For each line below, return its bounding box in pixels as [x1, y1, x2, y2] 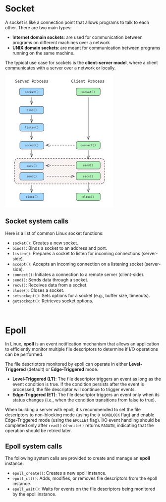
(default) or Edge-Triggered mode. [27, 366, 99, 372]
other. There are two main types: [5, 24, 72, 30]
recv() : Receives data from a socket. [12, 282, 88, 288]
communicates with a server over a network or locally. [5, 65, 116, 71]
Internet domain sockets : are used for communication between [12, 34, 143, 40]
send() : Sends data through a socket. [12, 277, 89, 282]
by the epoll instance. [12, 491, 56, 497]
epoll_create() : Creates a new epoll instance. [12, 470, 107, 476]
